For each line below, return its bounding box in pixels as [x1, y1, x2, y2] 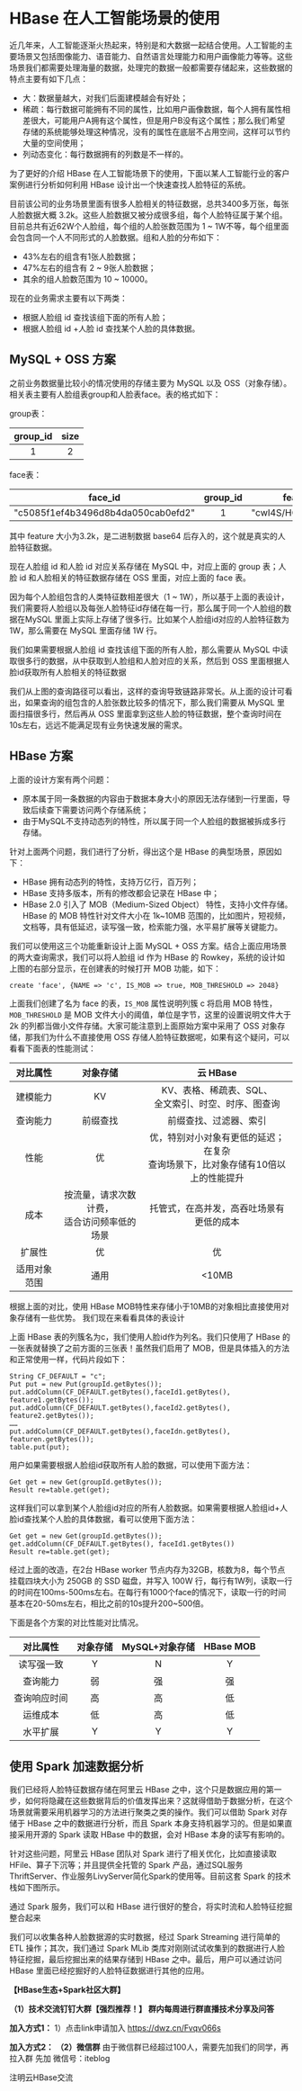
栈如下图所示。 [9, 1882, 65, 1893]
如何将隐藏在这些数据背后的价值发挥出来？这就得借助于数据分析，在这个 [24, 1796, 293, 1807]
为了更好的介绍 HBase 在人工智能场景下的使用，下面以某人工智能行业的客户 [9, 167, 290, 178]
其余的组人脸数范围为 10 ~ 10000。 [22, 274, 153, 284]
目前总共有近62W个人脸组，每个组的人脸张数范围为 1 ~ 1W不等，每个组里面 [9, 220, 289, 231]
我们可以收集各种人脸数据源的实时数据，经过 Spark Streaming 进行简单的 [9, 1932, 280, 1943]
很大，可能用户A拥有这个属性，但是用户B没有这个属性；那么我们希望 [30, 114, 286, 126]
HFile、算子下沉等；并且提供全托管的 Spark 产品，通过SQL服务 [9, 1860, 244, 1871]
